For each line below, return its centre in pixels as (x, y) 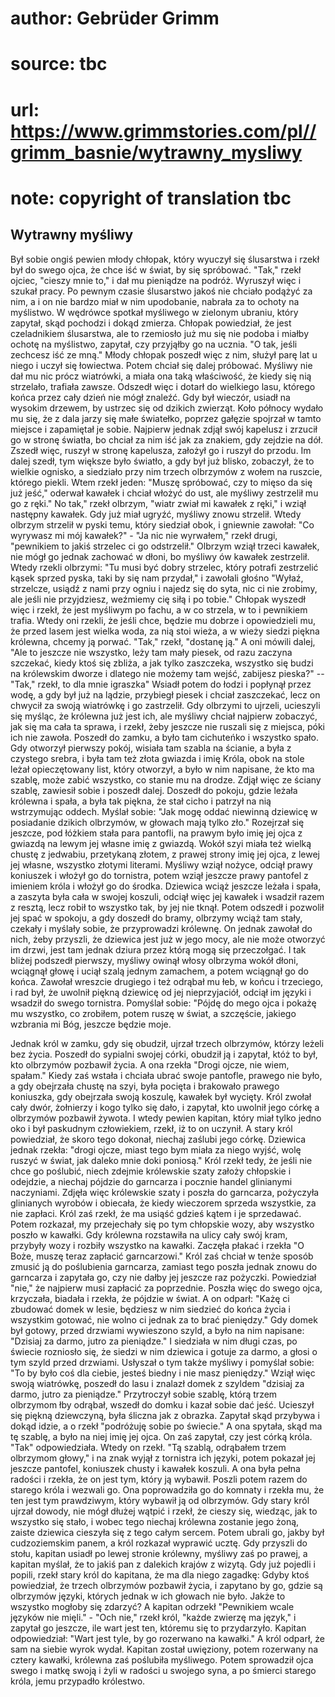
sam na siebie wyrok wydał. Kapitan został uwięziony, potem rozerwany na (164, 1649)
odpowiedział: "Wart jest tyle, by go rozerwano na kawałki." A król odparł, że (167, 1638)
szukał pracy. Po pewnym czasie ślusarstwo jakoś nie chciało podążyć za (161, 291)
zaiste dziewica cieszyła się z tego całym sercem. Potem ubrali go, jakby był (167, 1532)
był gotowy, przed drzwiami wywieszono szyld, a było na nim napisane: (157, 1330)
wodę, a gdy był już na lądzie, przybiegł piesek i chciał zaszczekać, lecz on (165, 694)
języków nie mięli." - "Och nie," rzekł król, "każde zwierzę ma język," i (153, 1617)
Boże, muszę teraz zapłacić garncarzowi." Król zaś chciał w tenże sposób (162, 1256)
